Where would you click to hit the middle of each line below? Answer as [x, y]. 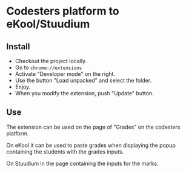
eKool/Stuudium [48, 24]
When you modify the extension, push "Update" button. [84, 93]
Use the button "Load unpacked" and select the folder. [83, 80]
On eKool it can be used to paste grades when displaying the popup [91, 145]
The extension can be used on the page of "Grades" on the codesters [93, 127]
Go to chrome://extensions [48, 67]
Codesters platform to [63, 11]
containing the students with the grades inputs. [65, 151]
